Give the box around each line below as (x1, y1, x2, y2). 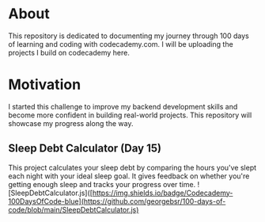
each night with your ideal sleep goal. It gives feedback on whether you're (8, 171, 250, 181)
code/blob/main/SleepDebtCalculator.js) (8, 205, 139, 214)
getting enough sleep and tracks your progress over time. (8, 179, 196, 189)
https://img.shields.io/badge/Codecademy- (92, 188, 233, 197)
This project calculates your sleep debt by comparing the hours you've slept (8, 163, 257, 172)
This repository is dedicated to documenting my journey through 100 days (8, 31, 249, 40)
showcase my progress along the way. (8, 118, 134, 128)
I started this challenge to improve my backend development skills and (8, 101, 238, 111)
